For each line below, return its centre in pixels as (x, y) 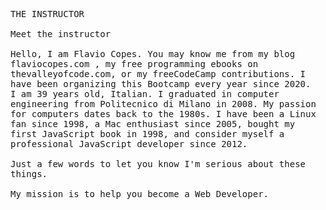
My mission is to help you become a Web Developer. (140, 194)
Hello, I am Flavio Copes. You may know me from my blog (153, 54)
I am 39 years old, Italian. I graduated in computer (145, 94)
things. (29, 174)
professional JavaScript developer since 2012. (129, 144)
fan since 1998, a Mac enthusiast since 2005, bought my (153, 124)
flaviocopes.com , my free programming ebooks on (134, 64)
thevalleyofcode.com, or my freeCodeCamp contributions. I (158, 74)
